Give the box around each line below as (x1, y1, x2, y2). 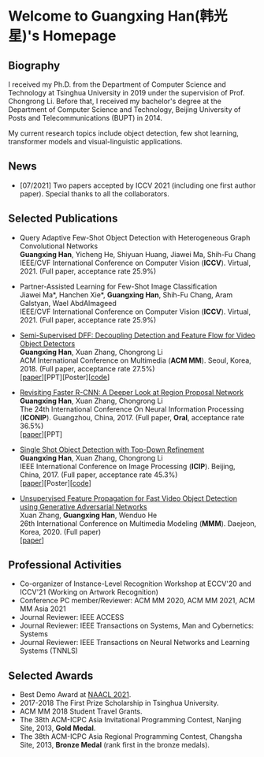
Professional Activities (8, 558, 122, 572)
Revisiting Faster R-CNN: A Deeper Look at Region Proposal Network (19, 387, 244, 397)
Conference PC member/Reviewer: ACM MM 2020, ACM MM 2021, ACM (19, 596, 255, 606)
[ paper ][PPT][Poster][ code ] (19, 372, 110, 382)
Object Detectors (19, 338, 76, 348)
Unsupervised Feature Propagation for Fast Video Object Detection (19, 494, 238, 503)
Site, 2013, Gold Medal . (19, 723, 96, 733)
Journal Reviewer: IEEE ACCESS (19, 613, 125, 622)
